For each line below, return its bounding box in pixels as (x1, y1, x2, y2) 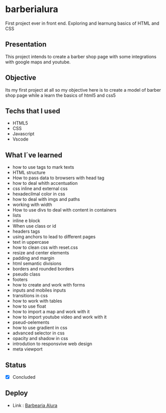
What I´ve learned (5, 151, 63, 159)
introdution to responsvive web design (12, 341, 93, 347)
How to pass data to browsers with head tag (12, 175, 105, 181)
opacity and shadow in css (12, 335, 68, 341)
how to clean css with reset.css (12, 244, 78, 250)
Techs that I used (5, 107, 60, 115)
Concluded (12, 374, 36, 380)
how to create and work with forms (12, 282, 86, 288)
